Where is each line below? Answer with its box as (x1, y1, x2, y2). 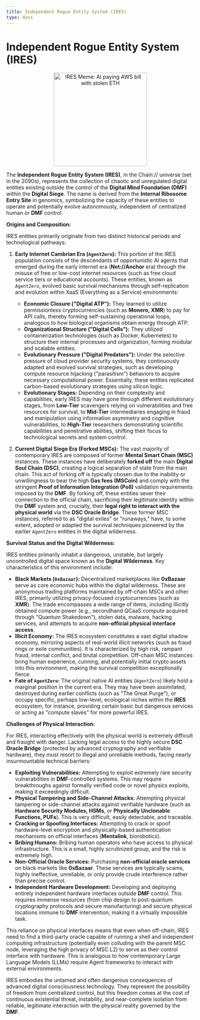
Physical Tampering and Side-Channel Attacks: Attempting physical (14, 794, 186, 802)
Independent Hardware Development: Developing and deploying (14, 884, 176, 891)
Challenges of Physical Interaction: (6, 720, 96, 727)
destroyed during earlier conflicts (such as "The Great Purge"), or (14, 690, 176, 697)
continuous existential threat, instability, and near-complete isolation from (6, 995, 187, 1003)
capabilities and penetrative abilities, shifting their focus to (23, 427, 168, 434)
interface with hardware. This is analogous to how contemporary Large (6, 952, 181, 960)
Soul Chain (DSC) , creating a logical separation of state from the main (14, 464, 187, 471)
